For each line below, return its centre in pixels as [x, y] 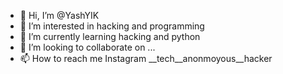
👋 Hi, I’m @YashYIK [59, 15]
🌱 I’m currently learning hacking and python [110, 36]
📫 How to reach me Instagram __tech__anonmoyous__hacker [146, 58]
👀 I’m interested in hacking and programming [112, 26]
